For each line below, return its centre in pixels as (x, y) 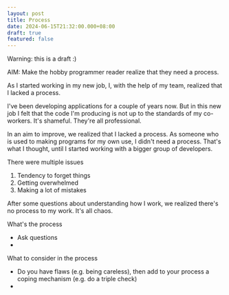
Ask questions (37, 238)
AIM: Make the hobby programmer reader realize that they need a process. (113, 72)
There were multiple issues (45, 162)
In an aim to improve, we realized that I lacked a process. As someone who (113, 134)
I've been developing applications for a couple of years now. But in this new (114, 106)
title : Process (29, 20)
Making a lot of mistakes (52, 190)
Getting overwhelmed (48, 183)
